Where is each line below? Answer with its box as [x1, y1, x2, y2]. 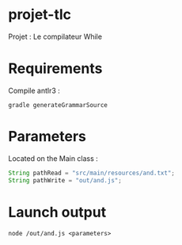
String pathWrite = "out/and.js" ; [8, 176, 123, 184]
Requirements [8, 59, 103, 78]
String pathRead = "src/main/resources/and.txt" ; [8, 169, 176, 177]
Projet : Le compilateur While [8, 32, 103, 41]
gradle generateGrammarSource [8, 101, 108, 109]
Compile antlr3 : [8, 86, 61, 95]
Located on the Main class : [8, 153, 99, 163]
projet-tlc [8, 6, 72, 24]
